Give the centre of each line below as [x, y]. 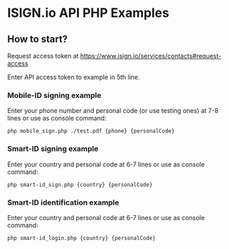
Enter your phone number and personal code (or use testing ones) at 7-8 [113, 111]
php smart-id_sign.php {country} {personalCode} [80, 185]
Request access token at [43, 56]
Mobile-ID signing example [54, 95]
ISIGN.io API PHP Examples [88, 13]
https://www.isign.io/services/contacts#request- [151, 56]
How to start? [38, 39]
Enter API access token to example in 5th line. [74, 77]
